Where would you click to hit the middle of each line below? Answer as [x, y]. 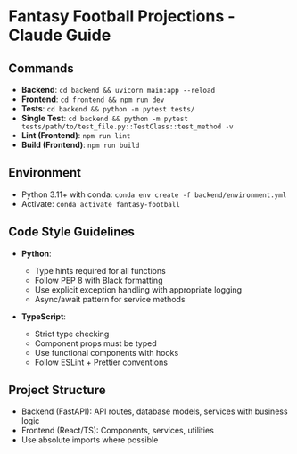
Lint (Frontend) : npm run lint [76, 135]
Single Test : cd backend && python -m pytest [105, 118]
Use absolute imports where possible [90, 440]
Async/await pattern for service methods [110, 299]
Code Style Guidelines [71, 232]
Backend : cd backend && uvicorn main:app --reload [118, 90]
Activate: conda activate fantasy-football [100, 203]
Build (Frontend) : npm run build [80, 145]
